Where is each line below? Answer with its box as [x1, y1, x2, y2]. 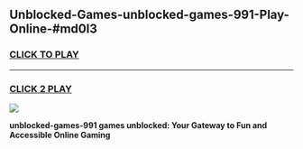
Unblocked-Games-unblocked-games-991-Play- [9, 7, 290, 23]
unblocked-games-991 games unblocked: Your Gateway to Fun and [9, 119, 268, 130]
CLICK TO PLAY [9, 49, 79, 61]
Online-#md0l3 [9, 22, 97, 37]
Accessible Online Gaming [9, 129, 111, 140]
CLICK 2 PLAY [9, 82, 72, 95]
